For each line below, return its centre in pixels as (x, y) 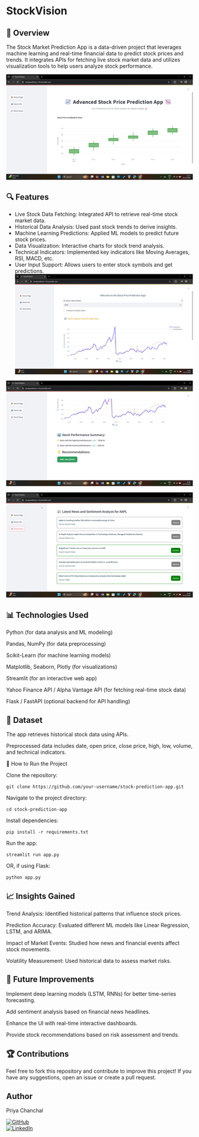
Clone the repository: (32, 775)
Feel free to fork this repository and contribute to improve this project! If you (99, 1071)
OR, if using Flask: (28, 866)
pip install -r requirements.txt (47, 832)
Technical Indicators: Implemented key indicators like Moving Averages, (102, 252)
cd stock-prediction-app (37, 810)
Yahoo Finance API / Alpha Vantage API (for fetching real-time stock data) (96, 690)
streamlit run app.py (33, 855)
